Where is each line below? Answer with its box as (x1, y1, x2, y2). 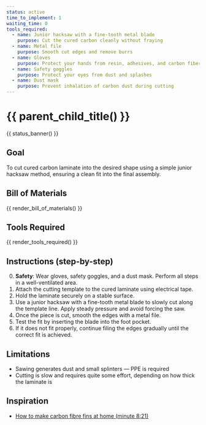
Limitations (6, 349, 50, 359)
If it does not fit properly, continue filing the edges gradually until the (15, 324, 189, 332)
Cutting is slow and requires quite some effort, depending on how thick (15, 372, 195, 379)
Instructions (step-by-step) (6, 256, 113, 267)
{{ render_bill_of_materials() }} (6, 204, 83, 212)
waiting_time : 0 (6, 20, 48, 26)
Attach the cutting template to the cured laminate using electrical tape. (15, 286, 194, 293)
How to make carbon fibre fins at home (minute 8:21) (15, 412, 149, 419)
